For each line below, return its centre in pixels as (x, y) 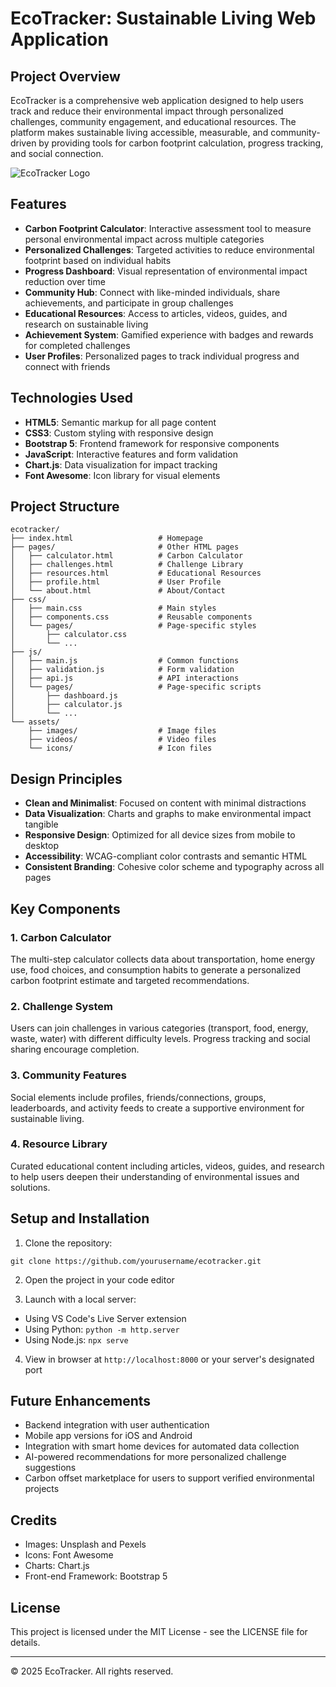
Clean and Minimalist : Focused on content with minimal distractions (165, 803)
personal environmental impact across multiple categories (144, 239)
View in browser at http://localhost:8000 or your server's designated (169, 1359)
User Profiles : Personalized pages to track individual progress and (162, 356)
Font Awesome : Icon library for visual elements (122, 475)
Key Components (65, 908)
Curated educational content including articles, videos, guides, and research (167, 1166)
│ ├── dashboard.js (64, 696)
